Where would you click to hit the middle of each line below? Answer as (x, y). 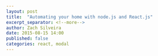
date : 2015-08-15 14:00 (35, 33)
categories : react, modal (37, 44)
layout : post (22, 11)
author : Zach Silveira (34, 28)
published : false (27, 38)
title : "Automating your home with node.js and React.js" (80, 17)
